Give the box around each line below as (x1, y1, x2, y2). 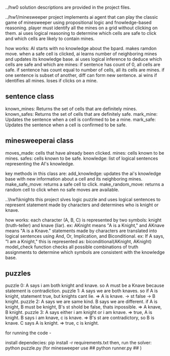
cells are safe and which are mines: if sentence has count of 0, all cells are (5, 62, 160, 67)
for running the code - (5, 330, 52, 336)
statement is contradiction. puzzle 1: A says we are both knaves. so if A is (5, 288, 158, 294)
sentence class (5, 92, 55, 101)
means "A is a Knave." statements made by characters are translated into (5, 228, 157, 234)
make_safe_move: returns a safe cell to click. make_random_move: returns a (5, 181, 164, 187)
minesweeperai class (5, 137, 74, 145)
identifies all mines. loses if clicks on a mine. (5, 78, 98, 83)
